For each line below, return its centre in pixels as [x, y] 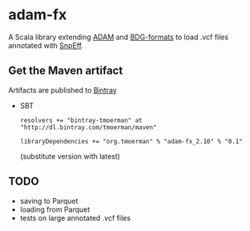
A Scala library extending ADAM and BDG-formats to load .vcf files [119, 37]
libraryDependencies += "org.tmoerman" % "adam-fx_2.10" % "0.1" [131, 141]
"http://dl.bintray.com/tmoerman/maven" [88, 127]
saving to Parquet [49, 201]
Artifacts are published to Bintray [63, 90]
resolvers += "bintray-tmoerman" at [81, 120]
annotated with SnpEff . [46, 45]
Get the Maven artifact [66, 71]
